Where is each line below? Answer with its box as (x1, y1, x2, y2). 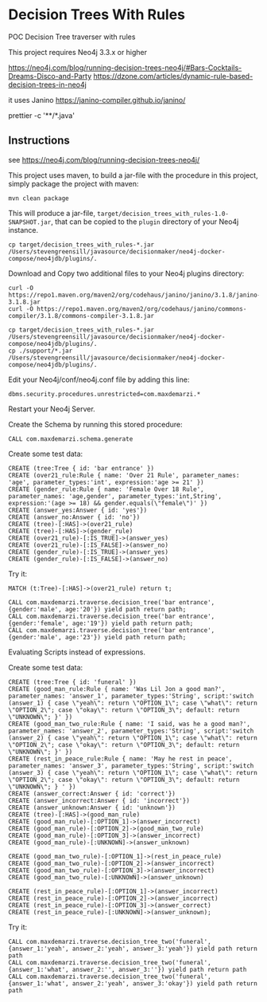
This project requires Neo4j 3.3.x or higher (8, 47, 148, 57)
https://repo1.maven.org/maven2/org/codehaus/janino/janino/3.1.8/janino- (8, 291, 261, 299)
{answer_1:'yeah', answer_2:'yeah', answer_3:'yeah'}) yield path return (8, 945, 258, 953)
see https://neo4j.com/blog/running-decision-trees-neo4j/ (8, 155, 200, 164)
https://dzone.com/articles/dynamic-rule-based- (93, 71, 253, 81)
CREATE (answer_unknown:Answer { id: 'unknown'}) (8, 804, 176, 811)
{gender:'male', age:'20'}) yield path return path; (8, 605, 187, 613)
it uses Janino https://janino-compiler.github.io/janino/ (8, 95, 186, 104)
